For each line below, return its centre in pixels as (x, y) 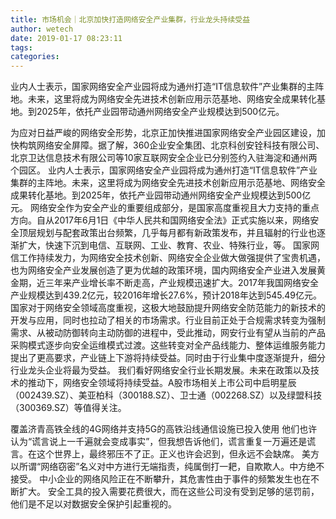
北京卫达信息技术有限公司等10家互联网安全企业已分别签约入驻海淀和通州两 (164, 158)
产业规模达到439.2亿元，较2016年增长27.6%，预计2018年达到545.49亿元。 (166, 295)
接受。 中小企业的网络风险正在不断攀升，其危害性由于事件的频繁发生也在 (160, 479)
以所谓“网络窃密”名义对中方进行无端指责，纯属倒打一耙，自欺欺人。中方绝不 (167, 467)
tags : (21, 47)
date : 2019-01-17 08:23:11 (66, 38)
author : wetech (42, 29)
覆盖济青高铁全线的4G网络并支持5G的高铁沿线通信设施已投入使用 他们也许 (164, 429)
